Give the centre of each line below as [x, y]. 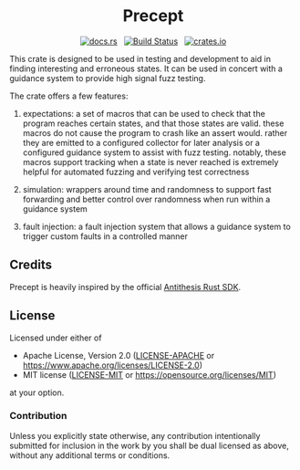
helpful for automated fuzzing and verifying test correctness [136, 172]
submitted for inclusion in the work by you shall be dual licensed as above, [150, 445]
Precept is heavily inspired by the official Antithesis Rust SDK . [125, 287]
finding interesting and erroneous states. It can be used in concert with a [146, 68]
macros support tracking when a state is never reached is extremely [150, 162]
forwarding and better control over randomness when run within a [146, 199]
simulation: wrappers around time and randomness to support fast [147, 189]
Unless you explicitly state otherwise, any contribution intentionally [135, 435]
